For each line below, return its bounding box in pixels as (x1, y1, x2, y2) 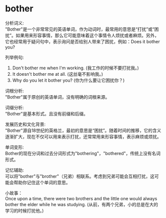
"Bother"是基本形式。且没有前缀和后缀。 (5, 110, 88, 116)
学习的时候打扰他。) (5, 208, 44, 214)
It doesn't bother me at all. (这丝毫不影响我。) (12, 71, 103, 77)
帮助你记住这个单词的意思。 (13, 179, 70, 185)
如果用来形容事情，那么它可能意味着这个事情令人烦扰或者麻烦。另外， (15, 32, 160, 38)
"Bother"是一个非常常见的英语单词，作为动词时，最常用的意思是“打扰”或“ (5, 26, 155, 32)
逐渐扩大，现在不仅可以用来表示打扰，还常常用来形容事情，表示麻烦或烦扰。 (5, 133, 162, 139)
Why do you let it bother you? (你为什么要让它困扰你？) (12, 77, 125, 83)
